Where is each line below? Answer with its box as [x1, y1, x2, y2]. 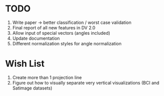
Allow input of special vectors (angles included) [12, 30, 111, 36]
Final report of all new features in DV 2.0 [12, 24, 96, 30]
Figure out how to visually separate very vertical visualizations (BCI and [12, 80, 160, 86]
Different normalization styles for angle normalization [12, 40, 122, 46]
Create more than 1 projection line [12, 74, 82, 80]
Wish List [5, 58, 45, 70]
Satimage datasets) [12, 85, 52, 91]
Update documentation [12, 35, 60, 41]
